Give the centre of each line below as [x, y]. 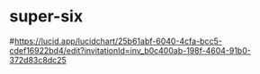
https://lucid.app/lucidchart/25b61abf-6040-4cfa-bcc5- [118, 41]
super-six [46, 16]
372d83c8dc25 [38, 60]
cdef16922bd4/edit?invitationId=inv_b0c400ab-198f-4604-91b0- [130, 50]
